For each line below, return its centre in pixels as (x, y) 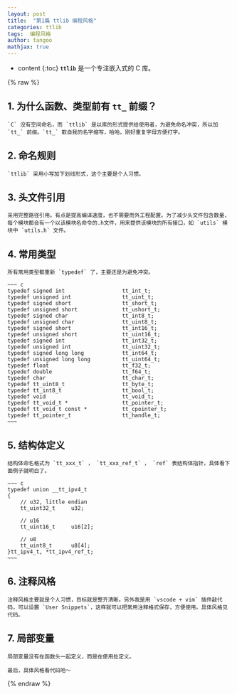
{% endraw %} (29, 683)
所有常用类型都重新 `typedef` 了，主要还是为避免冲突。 (81, 272)
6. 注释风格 (32, 581)
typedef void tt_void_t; (81, 397)
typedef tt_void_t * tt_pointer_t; (85, 403)
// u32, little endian (54, 502)
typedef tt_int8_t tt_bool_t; (81, 391)
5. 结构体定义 (36, 445)
